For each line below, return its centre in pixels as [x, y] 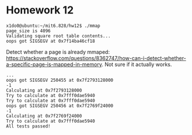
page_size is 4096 [28, 31]
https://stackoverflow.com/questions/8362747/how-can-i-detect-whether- [96, 58]
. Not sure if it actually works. [137, 64]
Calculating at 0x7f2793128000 [44, 90]
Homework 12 [40, 10]
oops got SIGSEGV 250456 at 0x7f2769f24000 [60, 106]
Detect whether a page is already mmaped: [58, 52]
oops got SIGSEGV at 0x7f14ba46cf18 [50, 41]
